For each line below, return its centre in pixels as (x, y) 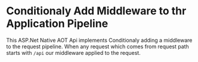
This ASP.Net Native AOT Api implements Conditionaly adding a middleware (99, 40)
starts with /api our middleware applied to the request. (74, 52)
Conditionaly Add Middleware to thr (96, 11)
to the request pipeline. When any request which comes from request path (98, 46)
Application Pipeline (57, 24)
